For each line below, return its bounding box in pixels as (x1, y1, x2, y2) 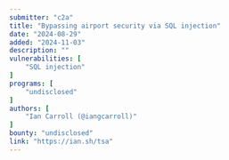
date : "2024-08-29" (9, 29, 82, 38)
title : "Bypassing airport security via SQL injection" (9, 21, 221, 30)
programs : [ (9, 79, 53, 88)
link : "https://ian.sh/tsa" (9, 137, 114, 146)
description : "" (9, 46, 70, 55)
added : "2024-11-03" (9, 37, 86, 47)
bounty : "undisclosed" (9, 129, 94, 138)
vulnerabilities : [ (9, 54, 82, 63)
